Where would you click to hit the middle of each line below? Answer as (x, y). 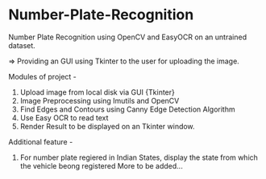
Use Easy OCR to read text (64, 117)
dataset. (22, 45)
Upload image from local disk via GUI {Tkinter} (97, 92)
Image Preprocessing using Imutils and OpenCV (100, 100)
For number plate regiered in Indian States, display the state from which (139, 157)
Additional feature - (41, 141)
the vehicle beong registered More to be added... (101, 165)
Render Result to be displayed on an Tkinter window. (107, 126)
